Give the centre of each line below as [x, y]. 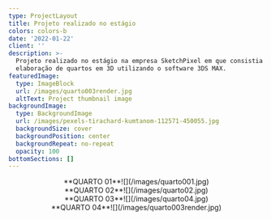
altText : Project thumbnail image [74, 99]
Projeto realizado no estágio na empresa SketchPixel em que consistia [140, 61]
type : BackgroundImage [54, 114]
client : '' [27, 46]
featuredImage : [34, 76]
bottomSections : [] [41, 159]
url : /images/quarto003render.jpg [74, 91]
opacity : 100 [38, 151]
